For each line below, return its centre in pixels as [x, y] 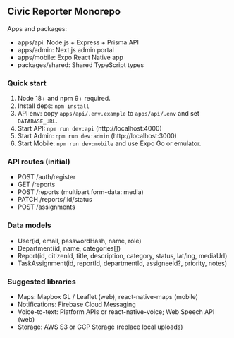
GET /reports [36, 185]
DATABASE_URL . [37, 121]
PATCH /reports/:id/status [55, 200]
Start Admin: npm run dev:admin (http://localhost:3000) [97, 136]
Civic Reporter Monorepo [64, 12]
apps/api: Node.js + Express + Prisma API [78, 42]
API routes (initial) [39, 162]
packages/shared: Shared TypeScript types [81, 65]
